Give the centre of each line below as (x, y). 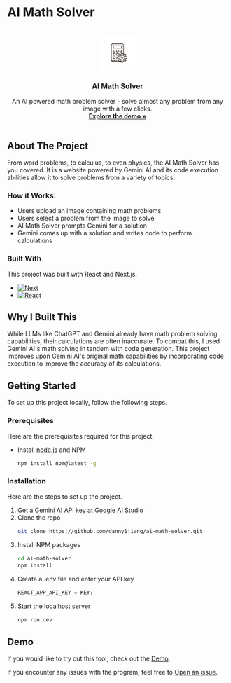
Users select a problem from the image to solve (86, 219)
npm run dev (35, 620)
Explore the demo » (118, 116)
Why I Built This (42, 317)
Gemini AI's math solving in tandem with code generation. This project (108, 349)
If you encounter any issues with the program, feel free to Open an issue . (113, 672)
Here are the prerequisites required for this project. (80, 436)
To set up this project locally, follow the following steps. (87, 403)
